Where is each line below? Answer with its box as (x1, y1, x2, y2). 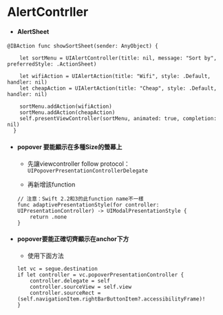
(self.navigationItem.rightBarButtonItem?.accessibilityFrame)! (17, 295, 206, 303)
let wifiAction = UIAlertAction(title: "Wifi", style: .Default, (19, 73, 211, 80)
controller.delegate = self (30, 277, 110, 284)
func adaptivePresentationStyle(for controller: (17, 201, 160, 208)
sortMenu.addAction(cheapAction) (19, 109, 116, 116)
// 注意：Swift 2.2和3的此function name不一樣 (17, 195, 144, 202)
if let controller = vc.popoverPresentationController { (17, 271, 184, 278)
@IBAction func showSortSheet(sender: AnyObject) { (7, 43, 158, 50)
